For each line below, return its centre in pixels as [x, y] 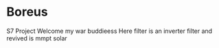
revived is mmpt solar [37, 38]
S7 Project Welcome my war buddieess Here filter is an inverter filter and [109, 31]
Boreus [27, 12]
